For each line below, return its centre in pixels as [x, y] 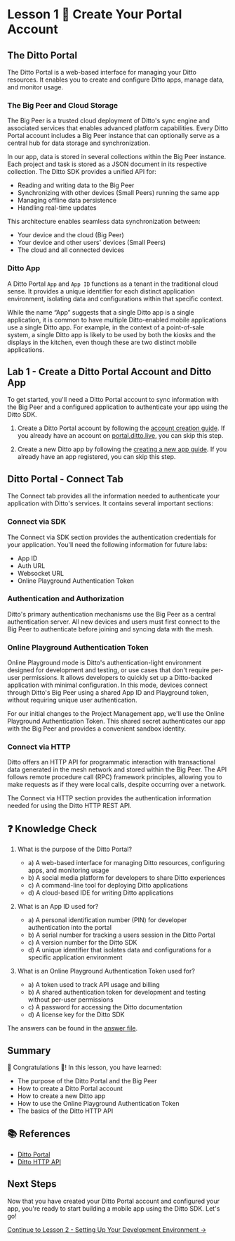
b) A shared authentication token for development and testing [117, 993]
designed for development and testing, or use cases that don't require [108, 670]
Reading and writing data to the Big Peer [76, 185]
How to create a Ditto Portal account [70, 1089]
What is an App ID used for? [58, 907]
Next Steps [32, 1184]
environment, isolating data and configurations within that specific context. [115, 298]
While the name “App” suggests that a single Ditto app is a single [101, 312]
